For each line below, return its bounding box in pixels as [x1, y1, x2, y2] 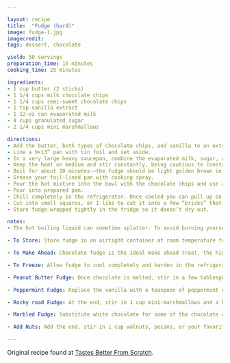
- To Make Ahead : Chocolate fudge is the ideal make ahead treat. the [7, 249, 213, 256]
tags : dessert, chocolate [7, 42, 81, 49]
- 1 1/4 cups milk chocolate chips [7, 92, 109, 99]
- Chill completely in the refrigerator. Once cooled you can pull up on [7, 193, 222, 200]
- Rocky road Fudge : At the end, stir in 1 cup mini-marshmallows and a [7, 299, 219, 305]
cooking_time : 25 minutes [7, 66, 81, 73]
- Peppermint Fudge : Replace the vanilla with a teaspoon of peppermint [7, 286, 219, 293]
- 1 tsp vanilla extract [7, 104, 78, 112]
